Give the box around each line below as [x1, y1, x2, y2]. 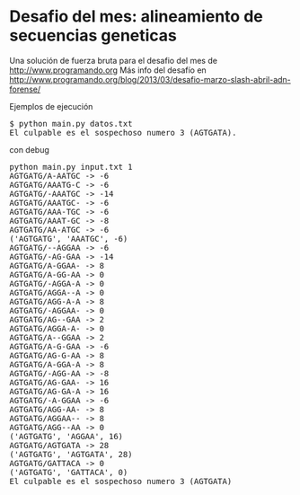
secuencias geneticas [9, 25, 178, 46]
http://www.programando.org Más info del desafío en [9, 65, 207, 75]
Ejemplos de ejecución [9, 101, 93, 111]
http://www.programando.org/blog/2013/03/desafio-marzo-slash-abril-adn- [9, 74, 292, 84]
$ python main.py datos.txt [9, 119, 133, 128]
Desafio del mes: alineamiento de [9, 6, 263, 27]
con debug [9, 144, 49, 155]
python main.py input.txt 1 [9, 162, 133, 172]
